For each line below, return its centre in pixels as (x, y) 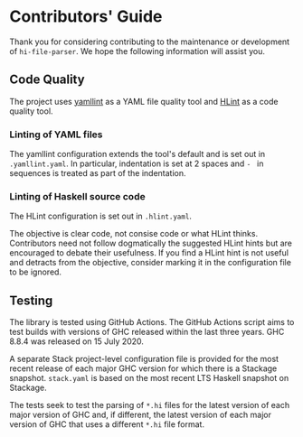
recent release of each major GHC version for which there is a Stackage (143, 368)
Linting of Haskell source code (78, 196)
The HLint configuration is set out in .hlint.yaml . (101, 216)
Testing (31, 300)
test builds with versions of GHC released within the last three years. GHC (147, 332)
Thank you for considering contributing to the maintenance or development (150, 42)
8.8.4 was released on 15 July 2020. (77, 341)
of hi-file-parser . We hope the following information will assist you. (137, 51)
